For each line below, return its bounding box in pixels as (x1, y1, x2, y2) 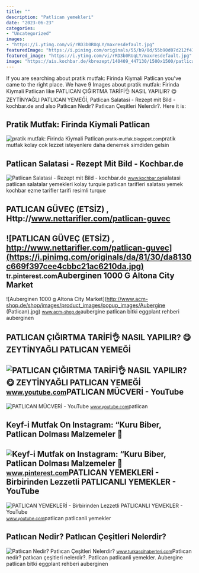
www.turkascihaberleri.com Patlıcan (116, 548, 192, 555)
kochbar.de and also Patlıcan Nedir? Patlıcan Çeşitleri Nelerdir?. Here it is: (6, 102, 187, 110)
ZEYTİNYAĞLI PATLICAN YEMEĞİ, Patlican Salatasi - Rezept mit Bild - (6, 96, 176, 103)
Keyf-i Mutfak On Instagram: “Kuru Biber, (6, 420, 162, 430)
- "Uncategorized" (6, 31, 52, 37)
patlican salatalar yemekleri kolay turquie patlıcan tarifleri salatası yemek (6, 181, 184, 188)
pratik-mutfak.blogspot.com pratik (105, 135, 176, 142)
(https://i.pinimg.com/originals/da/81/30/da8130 (6, 252, 192, 262)
